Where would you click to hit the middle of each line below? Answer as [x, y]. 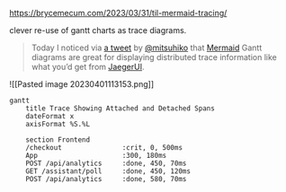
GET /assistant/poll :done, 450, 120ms [108, 171]
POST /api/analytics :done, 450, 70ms [106, 163]
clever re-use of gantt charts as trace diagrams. [98, 30]
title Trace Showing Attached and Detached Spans [121, 109]
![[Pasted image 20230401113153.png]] [82, 84]
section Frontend [58, 140]
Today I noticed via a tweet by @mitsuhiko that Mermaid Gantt [147, 48]
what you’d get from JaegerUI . [88, 67]
